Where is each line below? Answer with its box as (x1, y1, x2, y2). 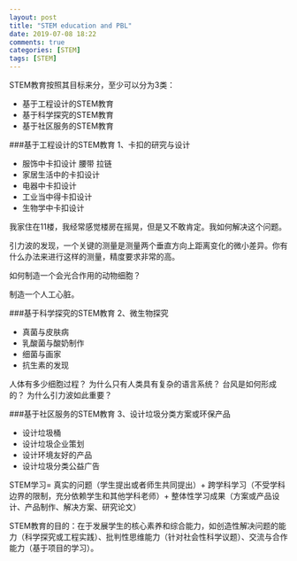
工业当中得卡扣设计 (21, 191, 93, 202)
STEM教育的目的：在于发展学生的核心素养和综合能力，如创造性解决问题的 (9, 520, 279, 531)
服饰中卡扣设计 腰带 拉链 (21, 159, 112, 168)
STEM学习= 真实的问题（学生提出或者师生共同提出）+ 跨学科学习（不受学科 (9, 479, 286, 490)
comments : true (9, 37, 65, 47)
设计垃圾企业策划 (21, 439, 85, 448)
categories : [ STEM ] (9, 46, 81, 55)
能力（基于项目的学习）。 (9, 542, 99, 553)
